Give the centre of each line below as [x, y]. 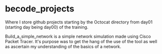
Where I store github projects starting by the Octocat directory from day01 [79, 22]
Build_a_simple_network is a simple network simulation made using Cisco [78, 36]
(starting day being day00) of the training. [47, 27]
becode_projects [40, 9]
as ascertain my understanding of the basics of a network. [63, 46]
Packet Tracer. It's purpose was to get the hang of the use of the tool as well [81, 41]
